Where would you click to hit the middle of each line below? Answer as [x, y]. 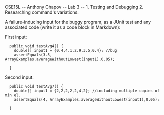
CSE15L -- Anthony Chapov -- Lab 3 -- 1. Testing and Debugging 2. [74, 7]
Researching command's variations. [42, 12]
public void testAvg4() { [37, 46]
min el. [13, 95]
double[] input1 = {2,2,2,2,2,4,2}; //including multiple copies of [87, 91]
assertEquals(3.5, [33, 55]
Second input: [19, 77]
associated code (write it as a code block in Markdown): [63, 27]
